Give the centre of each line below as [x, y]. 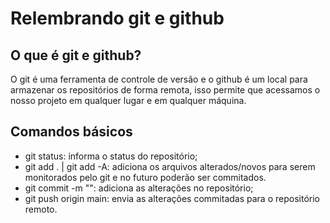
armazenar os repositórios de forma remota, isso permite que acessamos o [165, 90]
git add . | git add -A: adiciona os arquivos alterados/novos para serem [170, 166]
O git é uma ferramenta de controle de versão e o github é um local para [159, 79]
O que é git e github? [76, 55]
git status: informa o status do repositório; [111, 156]
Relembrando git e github [117, 18]
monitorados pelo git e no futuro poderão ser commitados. [145, 177]
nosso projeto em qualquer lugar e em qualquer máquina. [128, 100]
